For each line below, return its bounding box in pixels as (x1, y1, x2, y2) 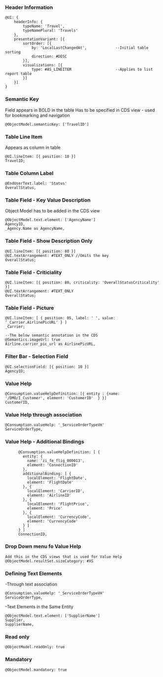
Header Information (5, 4, 53, 11)
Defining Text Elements (5, 570, 63, 577)
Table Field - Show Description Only (5, 238, 93, 245)
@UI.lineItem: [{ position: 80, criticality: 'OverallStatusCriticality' (5, 280, 160, 285)
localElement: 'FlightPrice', (27, 501, 90, 507)
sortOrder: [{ (23, 41, 52, 46)
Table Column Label (5, 169, 54, 176)
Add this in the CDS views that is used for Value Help (5, 554, 122, 559)
